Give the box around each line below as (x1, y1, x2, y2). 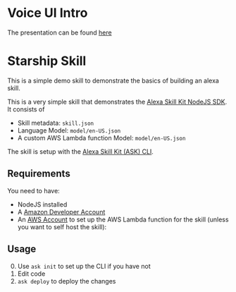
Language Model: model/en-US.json (17, 126, 121, 135)
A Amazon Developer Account (17, 207, 106, 216)
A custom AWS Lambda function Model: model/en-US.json (17, 133, 186, 142)
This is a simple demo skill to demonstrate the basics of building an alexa (7, 76, 220, 85)
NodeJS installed (17, 200, 68, 209)
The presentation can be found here (7, 28, 112, 37)
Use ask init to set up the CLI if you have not (17, 262, 151, 270)
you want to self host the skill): (17, 222, 107, 231)
